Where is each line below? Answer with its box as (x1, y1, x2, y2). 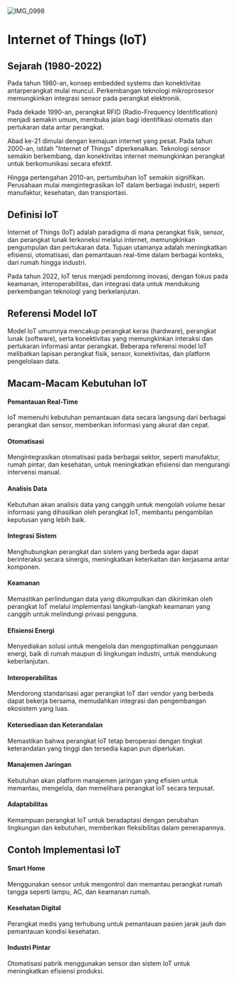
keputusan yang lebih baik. (7, 515, 87, 523)
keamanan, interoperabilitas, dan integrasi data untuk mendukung (7, 279, 200, 288)
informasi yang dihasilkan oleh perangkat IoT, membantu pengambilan (7, 508, 214, 516)
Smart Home (7, 864, 46, 872)
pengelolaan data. (7, 357, 60, 365)
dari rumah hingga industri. (7, 258, 87, 266)
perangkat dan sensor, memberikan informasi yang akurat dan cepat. (7, 421, 210, 429)
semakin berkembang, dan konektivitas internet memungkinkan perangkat (7, 152, 226, 160)
